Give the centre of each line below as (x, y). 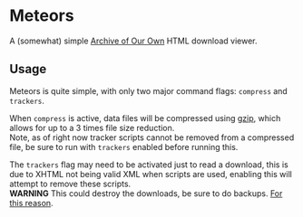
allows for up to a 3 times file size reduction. (92, 127)
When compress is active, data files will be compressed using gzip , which (145, 118)
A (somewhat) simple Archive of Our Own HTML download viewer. (133, 41)
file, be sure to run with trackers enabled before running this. (124, 146)
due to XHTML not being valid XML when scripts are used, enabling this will (151, 174)
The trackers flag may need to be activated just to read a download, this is (149, 165)
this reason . (31, 203)
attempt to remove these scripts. (70, 184)
